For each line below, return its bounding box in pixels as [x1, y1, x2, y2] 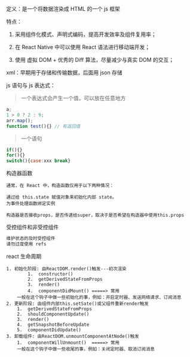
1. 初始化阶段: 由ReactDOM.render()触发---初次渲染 [6, 266, 127, 272]
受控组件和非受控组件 [6, 224, 59, 231]
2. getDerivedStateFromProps [27, 276, 103, 282]
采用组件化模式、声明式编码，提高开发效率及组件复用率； [14, 31, 157, 38]
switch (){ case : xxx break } [6, 158, 71, 164]
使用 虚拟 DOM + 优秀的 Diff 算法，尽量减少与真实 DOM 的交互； [14, 56, 174, 63]
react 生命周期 [6, 253, 42, 260]
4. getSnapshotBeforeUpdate [17, 322, 90, 328]
